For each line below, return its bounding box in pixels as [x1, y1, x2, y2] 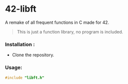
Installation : [5, 41, 35, 48]
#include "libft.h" [5, 75, 45, 80]
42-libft [5, 3, 36, 15]
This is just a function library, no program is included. [16, 29, 124, 34]
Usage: [5, 64, 23, 71]
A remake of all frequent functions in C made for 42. [5, 19, 109, 25]
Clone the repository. [12, 52, 54, 58]
